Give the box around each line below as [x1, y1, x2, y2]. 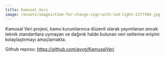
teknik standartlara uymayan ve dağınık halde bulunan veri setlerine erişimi [5, 31, 159, 37]
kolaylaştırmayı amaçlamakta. [5, 36, 66, 42]
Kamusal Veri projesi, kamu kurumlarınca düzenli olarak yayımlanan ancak [5, 25, 158, 31]
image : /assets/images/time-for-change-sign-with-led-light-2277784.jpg [5, 12, 160, 17]
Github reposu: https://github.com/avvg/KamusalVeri [5, 46, 114, 52]
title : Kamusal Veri [5, 7, 49, 12]
